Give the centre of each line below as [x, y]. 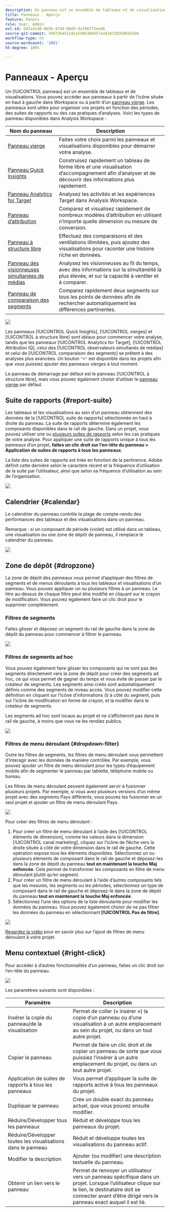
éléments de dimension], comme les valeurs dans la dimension [78, 837]
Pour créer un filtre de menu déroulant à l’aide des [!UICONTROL [80, 831]
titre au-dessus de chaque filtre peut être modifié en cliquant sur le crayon [83, 594]
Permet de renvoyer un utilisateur [112, 1170]
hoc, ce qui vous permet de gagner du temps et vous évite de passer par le [84, 679]
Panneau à [20, 242]
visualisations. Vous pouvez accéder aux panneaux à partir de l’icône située [84, 96]
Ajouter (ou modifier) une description [117, 1156]
